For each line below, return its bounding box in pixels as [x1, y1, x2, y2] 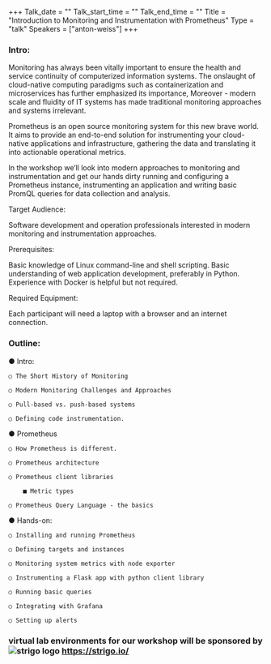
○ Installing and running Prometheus [8, 531, 136, 539]
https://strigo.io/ [61, 645, 129, 656]
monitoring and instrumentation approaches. [8, 229, 157, 238]
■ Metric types [23, 486, 74, 495]
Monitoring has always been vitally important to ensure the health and [8, 62, 241, 72]
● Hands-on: [8, 515, 53, 525]
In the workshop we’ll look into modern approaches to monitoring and [8, 163, 240, 173]
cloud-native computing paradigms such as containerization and [8, 80, 224, 90]
